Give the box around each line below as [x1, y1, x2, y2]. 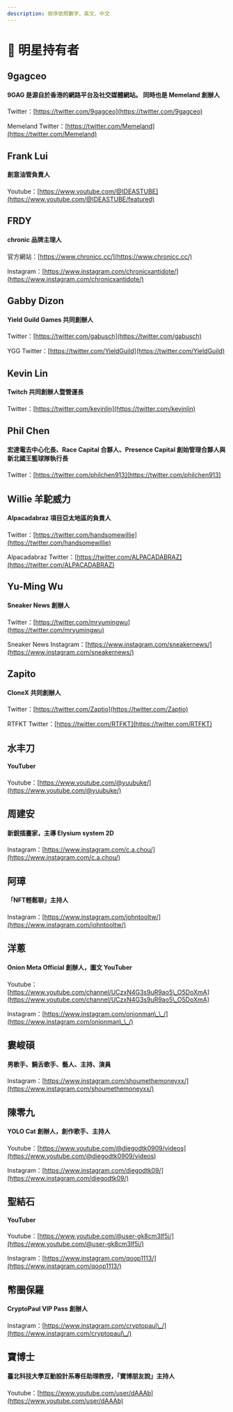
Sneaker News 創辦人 [7, 601, 70, 609]
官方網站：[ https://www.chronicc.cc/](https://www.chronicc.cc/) [7, 252, 193, 261]
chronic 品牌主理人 [7, 235, 62, 243]
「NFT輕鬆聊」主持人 [7, 896, 69, 904]
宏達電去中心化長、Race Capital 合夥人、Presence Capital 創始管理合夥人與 [7, 445, 226, 454]
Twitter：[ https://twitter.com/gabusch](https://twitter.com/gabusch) [7, 332, 202, 341]
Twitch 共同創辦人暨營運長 [7, 387, 84, 396]
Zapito [7, 668, 36, 680]
